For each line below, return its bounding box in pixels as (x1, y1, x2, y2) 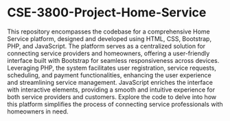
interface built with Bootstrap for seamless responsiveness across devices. (7, 56, 220, 64)
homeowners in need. (7, 107, 69, 116)
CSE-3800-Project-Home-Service (7, 5, 207, 21)
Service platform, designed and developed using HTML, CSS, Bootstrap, (7, 34, 211, 42)
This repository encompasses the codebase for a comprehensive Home (7, 27, 211, 36)
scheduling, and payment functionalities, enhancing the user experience (7, 70, 211, 79)
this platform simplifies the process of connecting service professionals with (7, 100, 223, 108)
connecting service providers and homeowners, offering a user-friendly (7, 49, 210, 57)
